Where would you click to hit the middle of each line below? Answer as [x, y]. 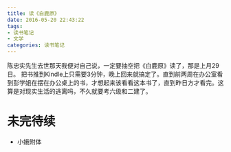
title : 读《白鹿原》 [33, 13]
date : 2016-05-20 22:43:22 [46, 20]
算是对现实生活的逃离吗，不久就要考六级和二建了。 [79, 91]
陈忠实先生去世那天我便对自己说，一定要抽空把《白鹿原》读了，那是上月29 [113, 65]
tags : [15, 26]
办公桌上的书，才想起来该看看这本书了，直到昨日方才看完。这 [136, 83]
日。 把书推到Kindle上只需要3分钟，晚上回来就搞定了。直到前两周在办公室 [112, 74]
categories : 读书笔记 [36, 45]
